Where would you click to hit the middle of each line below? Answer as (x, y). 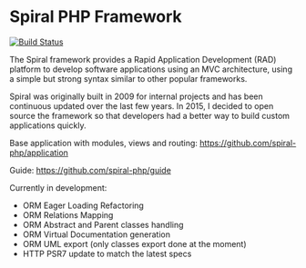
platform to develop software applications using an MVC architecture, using (151, 69)
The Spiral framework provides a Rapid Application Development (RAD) (143, 59)
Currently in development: (58, 187)
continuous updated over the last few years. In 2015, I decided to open (142, 105)
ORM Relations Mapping (68, 214)
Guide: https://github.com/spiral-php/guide (90, 170)
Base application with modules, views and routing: (104, 143)
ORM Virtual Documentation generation (97, 234)
